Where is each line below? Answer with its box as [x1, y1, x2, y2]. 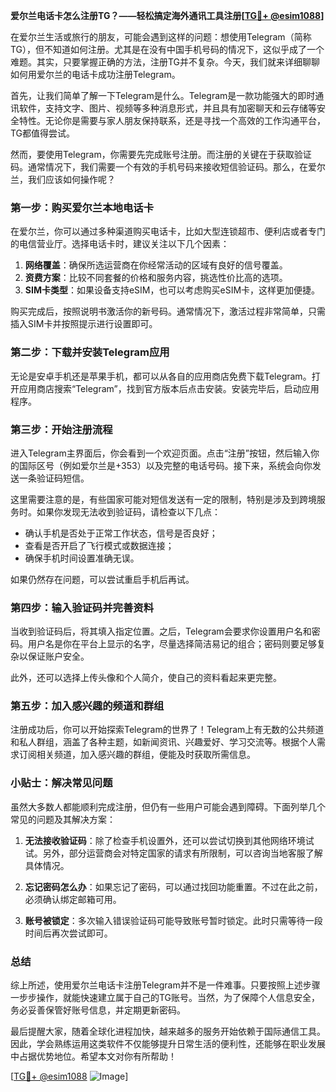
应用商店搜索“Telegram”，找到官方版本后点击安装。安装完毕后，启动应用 [18, 382, 320, 394]
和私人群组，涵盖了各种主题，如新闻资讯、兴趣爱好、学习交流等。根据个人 [10, 736, 317, 748]
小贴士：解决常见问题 [10, 776, 113, 790]
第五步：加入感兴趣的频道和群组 [10, 699, 165, 713]
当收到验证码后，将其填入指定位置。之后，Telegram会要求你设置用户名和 [10, 625, 312, 638]
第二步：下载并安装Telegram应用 [10, 345, 170, 359]
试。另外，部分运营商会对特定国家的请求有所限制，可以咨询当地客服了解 [24, 847, 323, 859]
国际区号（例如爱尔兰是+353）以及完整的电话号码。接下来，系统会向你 [18, 459, 313, 471]
